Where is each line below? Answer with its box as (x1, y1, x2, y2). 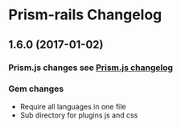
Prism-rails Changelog (8, 6, 162, 24)
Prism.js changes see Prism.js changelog (8, 62, 174, 73)
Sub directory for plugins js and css (19, 110, 138, 120)
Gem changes (8, 83, 64, 94)
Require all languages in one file (19, 101, 126, 111)
